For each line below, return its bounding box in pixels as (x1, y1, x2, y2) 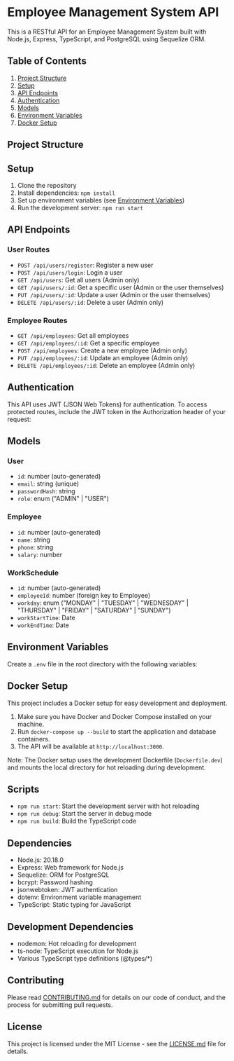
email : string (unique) (17, 479, 80, 488)
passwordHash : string (17, 487, 75, 495)
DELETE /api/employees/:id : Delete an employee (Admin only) (17, 361, 196, 369)
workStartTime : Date (17, 614, 75, 622)
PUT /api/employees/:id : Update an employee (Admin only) (17, 353, 189, 362)
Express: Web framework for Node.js (17, 863, 124, 872)
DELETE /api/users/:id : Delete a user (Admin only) (17, 298, 164, 306)
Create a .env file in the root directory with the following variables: (7, 659, 198, 668)
